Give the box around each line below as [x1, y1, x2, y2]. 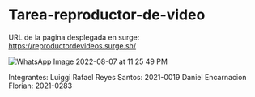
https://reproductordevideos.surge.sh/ [8, 40, 136, 50]
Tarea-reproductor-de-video [8, 6, 206, 24]
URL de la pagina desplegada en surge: [8, 32, 140, 42]
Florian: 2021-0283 [8, 81, 73, 91]
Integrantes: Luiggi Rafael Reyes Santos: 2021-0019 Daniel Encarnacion [8, 72, 247, 82]
